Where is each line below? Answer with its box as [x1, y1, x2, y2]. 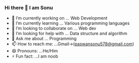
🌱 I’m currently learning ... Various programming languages [11, 20, 130, 26]
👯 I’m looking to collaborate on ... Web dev [11, 25, 97, 31]
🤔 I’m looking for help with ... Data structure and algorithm [11, 31, 127, 37]
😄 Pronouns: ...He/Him [11, 48, 58, 54]
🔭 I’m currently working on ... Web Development [11, 15, 108, 21]
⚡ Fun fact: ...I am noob [11, 53, 58, 59]
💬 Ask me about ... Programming [11, 36, 77, 41]
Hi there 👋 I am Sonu [4, 4, 53, 11]
